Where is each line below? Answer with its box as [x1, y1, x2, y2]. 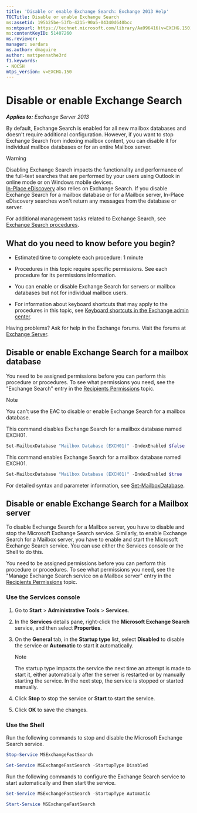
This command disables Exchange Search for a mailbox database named [6, 425, 182, 432]
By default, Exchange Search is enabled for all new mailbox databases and [6, 125, 186, 132]
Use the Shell [6, 721, 45, 729]
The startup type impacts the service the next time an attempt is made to [14, 664, 191, 671]
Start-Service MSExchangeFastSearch [6, 801, 96, 807]
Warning [6, 155, 26, 162]
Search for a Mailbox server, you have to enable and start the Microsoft [6, 536, 178, 543]
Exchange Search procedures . [6, 221, 79, 229]
